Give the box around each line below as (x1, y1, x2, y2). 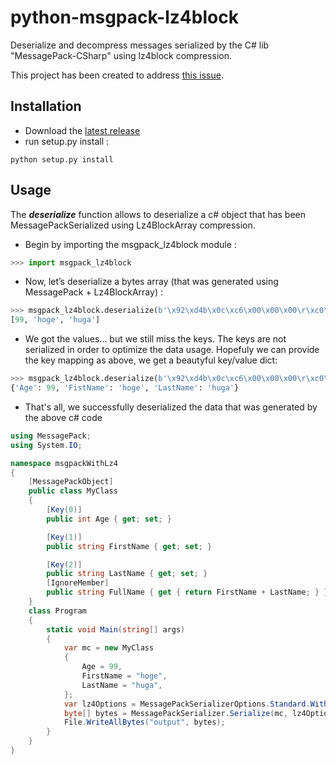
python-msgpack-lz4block (10, 6, 239, 29)
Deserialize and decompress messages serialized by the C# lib (10, 39, 270, 51)
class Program (28, 606, 87, 616)
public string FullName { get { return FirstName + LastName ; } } (46, 587, 329, 598)
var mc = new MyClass (63, 643, 155, 653)
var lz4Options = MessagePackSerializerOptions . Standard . (63, 699, 311, 709)
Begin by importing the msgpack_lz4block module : (24, 238, 237, 250)
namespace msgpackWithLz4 (10, 458, 118, 468)
